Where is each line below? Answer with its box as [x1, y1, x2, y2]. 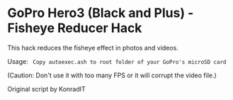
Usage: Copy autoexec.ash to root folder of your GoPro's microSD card [7, 57, 227, 65]
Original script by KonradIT [7, 84, 86, 93]
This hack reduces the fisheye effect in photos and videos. [7, 43, 178, 52]
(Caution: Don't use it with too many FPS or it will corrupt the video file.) [7, 71, 217, 79]
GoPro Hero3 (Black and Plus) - [7, 5, 194, 21]
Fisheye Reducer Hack [7, 20, 142, 36]
